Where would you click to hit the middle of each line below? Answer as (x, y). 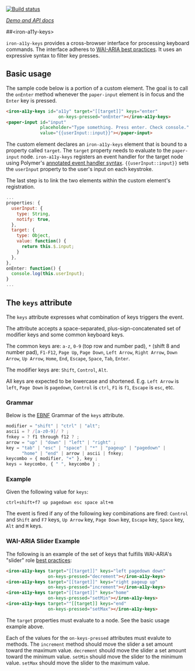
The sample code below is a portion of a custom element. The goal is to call (97, 88)
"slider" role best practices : (39, 560)
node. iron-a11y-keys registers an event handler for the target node (102, 157)
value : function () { (41, 241)
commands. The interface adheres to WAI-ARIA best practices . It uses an (94, 49)
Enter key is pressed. (32, 100)
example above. (25, 626)
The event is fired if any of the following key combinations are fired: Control (97, 513)
